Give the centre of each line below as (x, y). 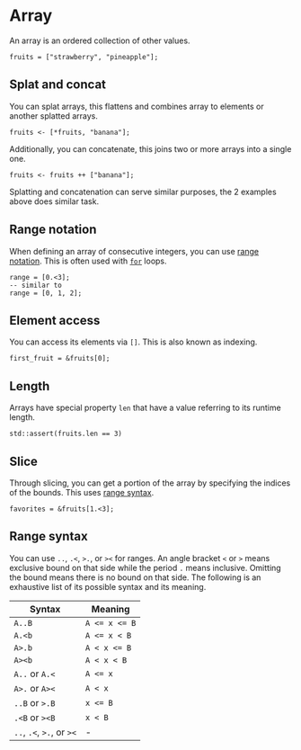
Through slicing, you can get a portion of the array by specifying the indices (150, 483)
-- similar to (36, 285)
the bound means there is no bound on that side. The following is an (135, 577)
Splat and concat (58, 85)
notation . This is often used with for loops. (89, 261)
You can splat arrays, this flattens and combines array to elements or (137, 106)
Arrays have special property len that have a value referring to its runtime (145, 408)
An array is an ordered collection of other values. (100, 40)
